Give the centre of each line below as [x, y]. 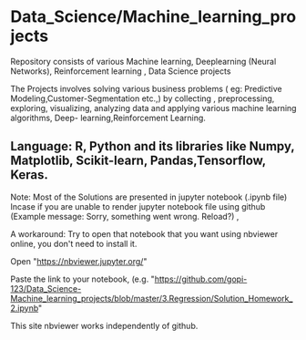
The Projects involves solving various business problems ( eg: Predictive [146, 88]
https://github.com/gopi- [201, 279]
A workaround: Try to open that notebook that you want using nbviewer [144, 233]
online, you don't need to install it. [74, 243]
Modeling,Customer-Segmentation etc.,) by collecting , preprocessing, [143, 98]
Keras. [30, 175]
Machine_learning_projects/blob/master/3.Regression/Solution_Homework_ [152, 298]
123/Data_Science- [46, 288]
